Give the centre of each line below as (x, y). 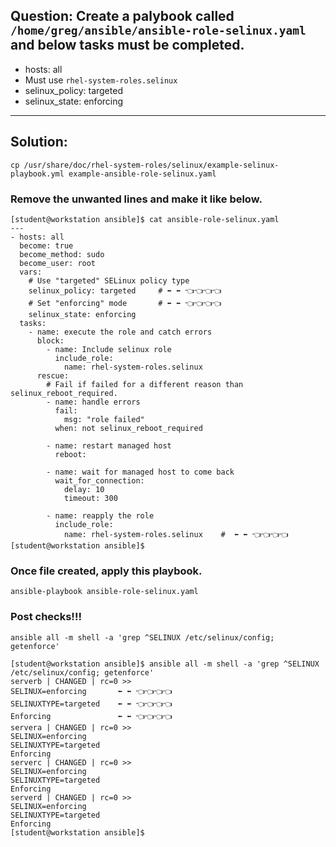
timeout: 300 (90, 498)
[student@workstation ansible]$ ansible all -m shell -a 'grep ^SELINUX (165, 664)
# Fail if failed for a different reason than (145, 384)
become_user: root (58, 263)
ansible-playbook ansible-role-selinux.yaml (104, 592)
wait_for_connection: (99, 480)
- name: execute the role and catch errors (120, 332)
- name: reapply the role (100, 515)
